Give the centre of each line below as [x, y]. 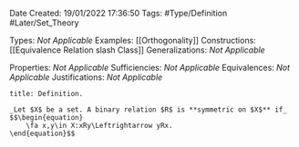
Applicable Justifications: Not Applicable [86, 77]
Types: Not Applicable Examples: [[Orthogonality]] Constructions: [133, 40]
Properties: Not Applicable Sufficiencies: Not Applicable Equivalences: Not [149, 68]
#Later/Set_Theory [44, 23]
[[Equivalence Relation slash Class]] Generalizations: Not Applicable [138, 50]
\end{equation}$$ [42, 133]
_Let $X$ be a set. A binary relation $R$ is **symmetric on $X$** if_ [148, 110]
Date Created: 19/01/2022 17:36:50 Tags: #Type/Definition [119, 13]
